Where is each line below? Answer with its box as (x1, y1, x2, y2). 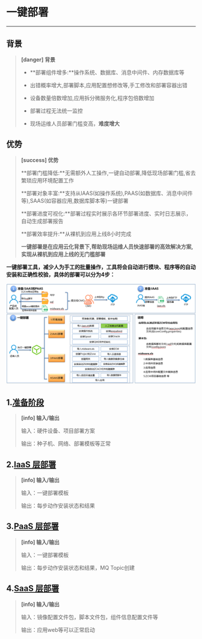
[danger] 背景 (20, 55, 56, 63)
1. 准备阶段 (6, 397, 44, 407)
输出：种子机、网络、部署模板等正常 (20, 440, 111, 447)
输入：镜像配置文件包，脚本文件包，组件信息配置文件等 (20, 613, 158, 620)
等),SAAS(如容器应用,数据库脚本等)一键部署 (20, 197, 129, 204)
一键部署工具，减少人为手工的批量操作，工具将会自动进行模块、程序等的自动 (6, 263, 196, 270)
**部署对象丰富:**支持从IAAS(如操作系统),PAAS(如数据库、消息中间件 (20, 189, 193, 196)
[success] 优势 (20, 156, 59, 163)
